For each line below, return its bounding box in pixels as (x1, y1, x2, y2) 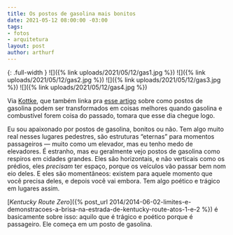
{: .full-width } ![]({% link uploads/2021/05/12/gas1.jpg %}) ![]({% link (7, 68, 206, 77)
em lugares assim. (7, 184, 60, 192)
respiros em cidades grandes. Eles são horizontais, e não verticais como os (7, 154, 225, 162)
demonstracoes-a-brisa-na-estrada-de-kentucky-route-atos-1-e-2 (7, 205, 201, 213)
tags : (7, 23, 23, 30)
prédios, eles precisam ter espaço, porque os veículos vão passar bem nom (7, 162, 226, 170)
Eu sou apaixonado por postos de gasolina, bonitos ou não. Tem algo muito (7, 125, 224, 133)
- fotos (7, 29, 30, 37)
